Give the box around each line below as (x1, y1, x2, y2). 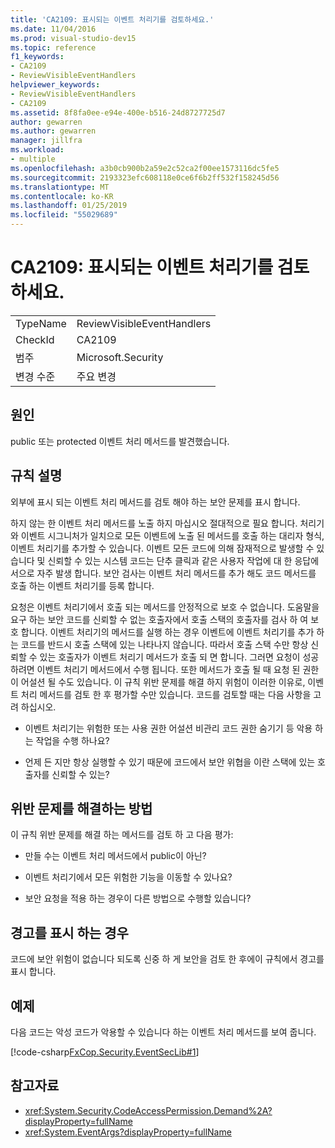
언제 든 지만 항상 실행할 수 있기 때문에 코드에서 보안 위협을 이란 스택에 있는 (24, 756, 316, 768)
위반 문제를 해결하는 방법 (10, 800, 153, 817)
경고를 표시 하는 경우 (10, 924, 129, 941)
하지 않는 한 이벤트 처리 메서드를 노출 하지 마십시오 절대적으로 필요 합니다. (10, 517, 298, 529)
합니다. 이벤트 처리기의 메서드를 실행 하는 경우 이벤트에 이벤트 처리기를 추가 (20, 626, 315, 638)
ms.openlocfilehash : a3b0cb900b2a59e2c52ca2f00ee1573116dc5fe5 (10, 163, 280, 173)
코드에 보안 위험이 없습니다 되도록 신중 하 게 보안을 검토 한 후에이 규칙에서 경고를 (10, 953, 325, 965)
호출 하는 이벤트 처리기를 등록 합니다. (10, 579, 155, 591)
